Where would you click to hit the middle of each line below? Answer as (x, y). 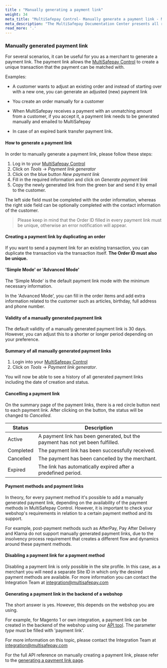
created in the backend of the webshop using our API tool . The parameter (81, 625)
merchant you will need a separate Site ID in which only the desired (74, 572)
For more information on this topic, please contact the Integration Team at (81, 640)
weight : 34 (16, 14)
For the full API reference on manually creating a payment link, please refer (82, 655)
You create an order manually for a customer (58, 101)
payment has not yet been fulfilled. (79, 442)
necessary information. (29, 286)
